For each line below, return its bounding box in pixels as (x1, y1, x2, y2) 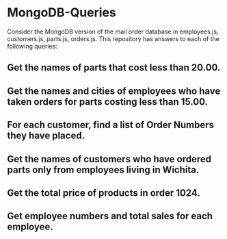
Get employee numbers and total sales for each (7, 210, 213, 222)
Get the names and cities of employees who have (7, 85, 221, 97)
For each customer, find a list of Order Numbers (7, 119, 214, 131)
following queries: (7, 42, 58, 50)
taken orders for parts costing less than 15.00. (7, 96, 209, 108)
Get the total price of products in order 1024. (7, 187, 200, 199)
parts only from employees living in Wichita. (7, 164, 200, 175)
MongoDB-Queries (7, 5, 116, 21)
